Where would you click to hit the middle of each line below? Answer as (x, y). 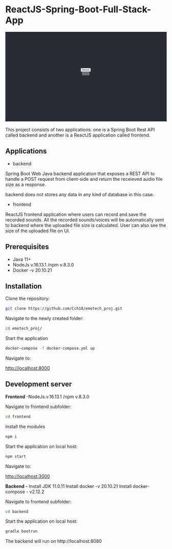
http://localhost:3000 (28, 476)
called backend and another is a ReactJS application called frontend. (78, 135)
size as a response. (26, 184)
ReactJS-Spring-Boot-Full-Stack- (78, 10)
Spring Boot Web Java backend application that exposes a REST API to (80, 174)
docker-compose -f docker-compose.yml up (50, 348)
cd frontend (18, 417)
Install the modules (25, 426)
